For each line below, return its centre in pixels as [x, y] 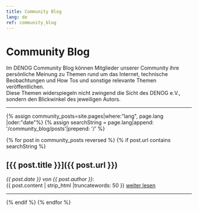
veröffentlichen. [25, 87]
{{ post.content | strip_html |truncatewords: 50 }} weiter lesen [81, 186]
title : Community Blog [34, 11]
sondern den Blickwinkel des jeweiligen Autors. [63, 99]
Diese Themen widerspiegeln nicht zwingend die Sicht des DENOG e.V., [93, 93]
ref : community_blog [32, 22]
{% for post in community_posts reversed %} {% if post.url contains [88, 140]
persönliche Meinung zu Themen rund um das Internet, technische [87, 74]
